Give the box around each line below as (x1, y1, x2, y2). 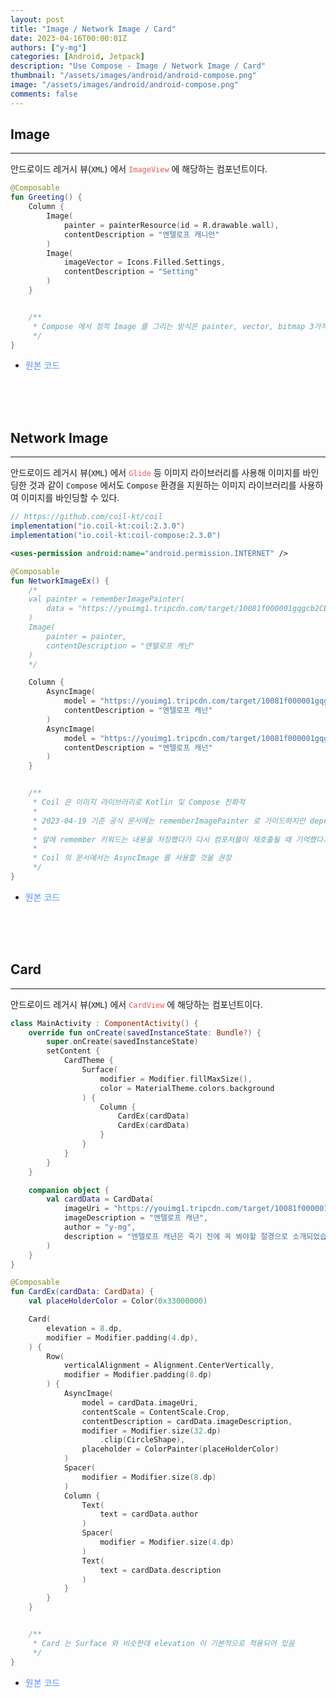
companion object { (28, 1185, 110, 1195)
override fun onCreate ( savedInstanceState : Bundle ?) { (28, 1027, 262, 1038)
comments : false (10, 89, 78, 99)
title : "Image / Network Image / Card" (10, 24, 177, 34)
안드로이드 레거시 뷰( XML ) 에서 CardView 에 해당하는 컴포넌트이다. (10, 998, 263, 1010)
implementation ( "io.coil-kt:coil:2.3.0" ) (10, 521, 186, 531)
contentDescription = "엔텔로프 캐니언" (63, 229, 220, 240)
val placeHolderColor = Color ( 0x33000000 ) (28, 1296, 208, 1306)
